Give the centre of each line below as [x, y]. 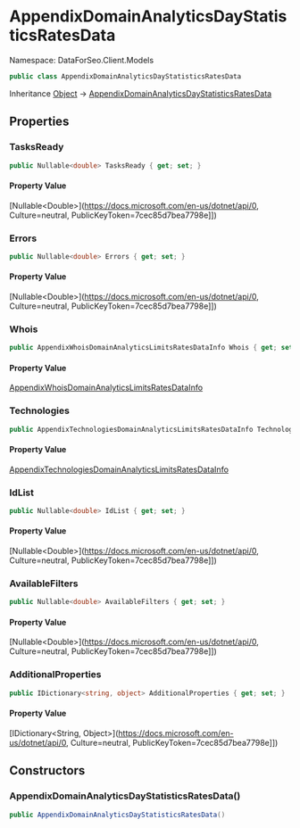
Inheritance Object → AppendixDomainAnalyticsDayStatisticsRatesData [141, 93]
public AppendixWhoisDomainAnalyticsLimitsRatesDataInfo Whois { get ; [143, 348]
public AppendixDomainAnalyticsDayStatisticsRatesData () [117, 815]
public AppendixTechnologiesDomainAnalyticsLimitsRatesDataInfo [131, 429]
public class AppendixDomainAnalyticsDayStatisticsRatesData [125, 76]
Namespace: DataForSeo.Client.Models [82, 60]
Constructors [47, 770]
